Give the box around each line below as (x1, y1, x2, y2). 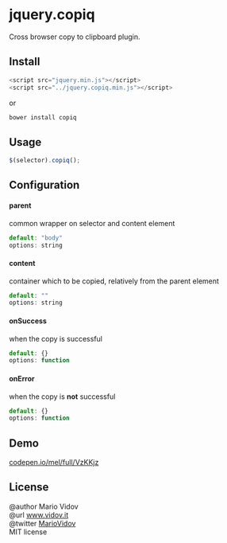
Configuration (9, 178, 80, 192)
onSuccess (9, 316, 47, 326)
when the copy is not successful (9, 392, 116, 401)
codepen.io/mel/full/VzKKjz (9, 458, 99, 467)
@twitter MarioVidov (9, 518, 76, 528)
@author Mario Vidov (9, 502, 79, 511)
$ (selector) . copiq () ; (9, 157, 81, 165)
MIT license (9, 527, 48, 537)
